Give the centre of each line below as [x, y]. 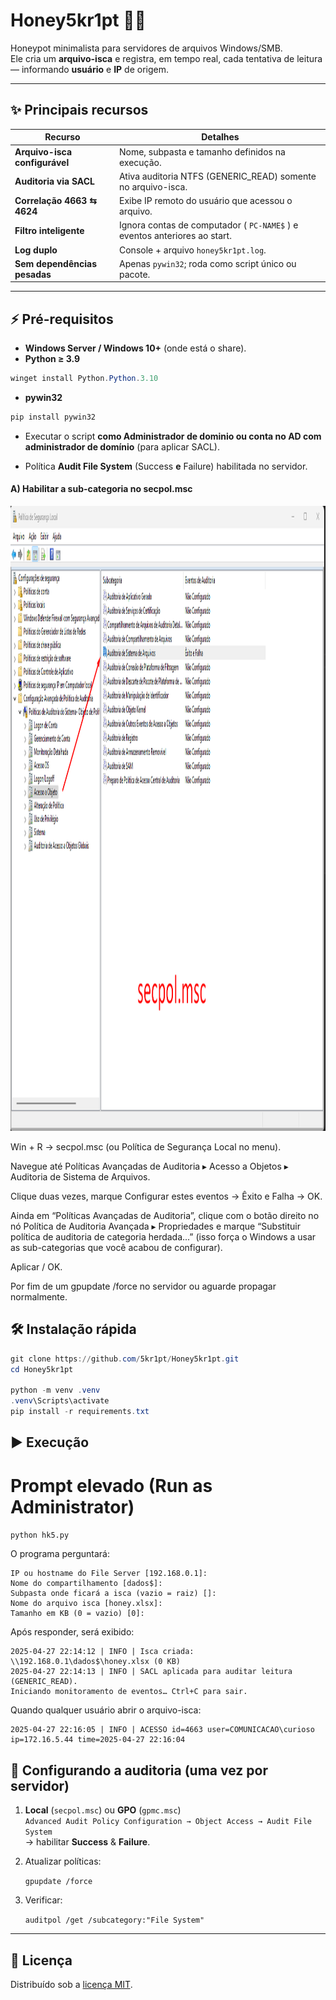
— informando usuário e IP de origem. [90, 69]
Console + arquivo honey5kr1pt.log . [192, 250]
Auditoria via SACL [54, 181]
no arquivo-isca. [153, 186]
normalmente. [39, 1297]
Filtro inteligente [49, 230]
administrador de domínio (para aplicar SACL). [122, 446]
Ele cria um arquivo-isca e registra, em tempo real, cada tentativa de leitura [166, 58]
